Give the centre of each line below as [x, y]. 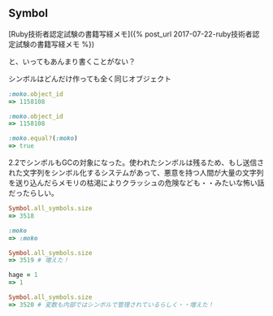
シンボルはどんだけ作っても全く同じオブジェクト [90, 78]
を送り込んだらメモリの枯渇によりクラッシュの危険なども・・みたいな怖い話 [136, 183]
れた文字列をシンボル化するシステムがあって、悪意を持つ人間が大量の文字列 [136, 173]
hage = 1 [23, 275]
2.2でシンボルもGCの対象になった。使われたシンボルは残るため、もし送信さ [136, 162]
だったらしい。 [33, 193]
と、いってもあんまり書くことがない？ [72, 61]
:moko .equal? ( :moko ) [43, 139]
